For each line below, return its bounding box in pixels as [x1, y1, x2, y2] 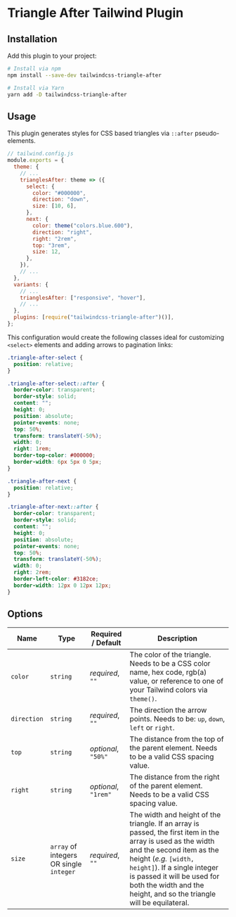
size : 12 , [32, 248, 61, 255]
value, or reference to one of [129, 676, 223, 685]
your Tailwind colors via [129, 685, 208, 695]
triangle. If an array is [129, 818, 199, 828]
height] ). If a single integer [129, 862, 219, 872]
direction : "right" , [32, 229, 93, 236]
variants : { [13, 281, 49, 288]
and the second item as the [129, 845, 219, 854]
